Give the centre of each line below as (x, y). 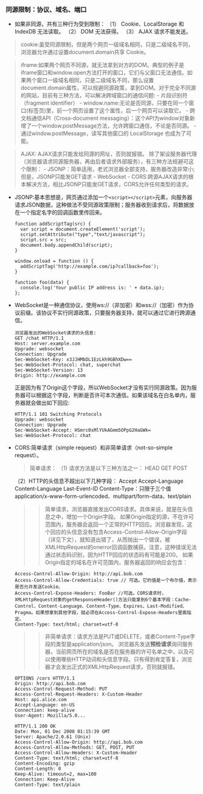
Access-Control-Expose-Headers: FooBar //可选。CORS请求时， (90, 593)
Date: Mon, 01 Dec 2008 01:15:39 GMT (62, 732)
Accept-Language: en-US (45, 705)
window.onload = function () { (54, 261)
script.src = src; (43, 240)
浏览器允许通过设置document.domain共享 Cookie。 (85, 52)
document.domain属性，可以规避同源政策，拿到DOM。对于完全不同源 (108, 88)
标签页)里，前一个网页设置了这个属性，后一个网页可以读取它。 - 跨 (112, 111)
